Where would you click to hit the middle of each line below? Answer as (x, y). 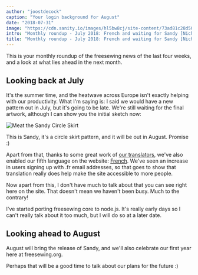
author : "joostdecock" (34, 12)
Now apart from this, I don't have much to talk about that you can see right (97, 185)
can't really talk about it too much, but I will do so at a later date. (84, 215)
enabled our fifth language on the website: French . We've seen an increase (97, 161)
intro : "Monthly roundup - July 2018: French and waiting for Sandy (92, 34)
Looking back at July (45, 81)
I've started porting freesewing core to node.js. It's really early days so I (93, 209)
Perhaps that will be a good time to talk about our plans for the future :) (92, 266)
